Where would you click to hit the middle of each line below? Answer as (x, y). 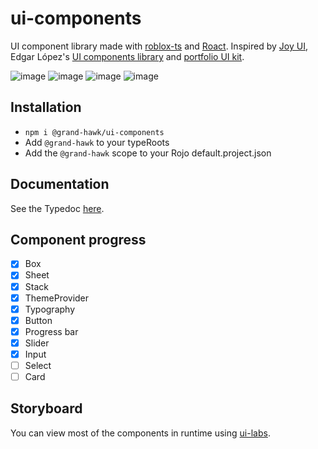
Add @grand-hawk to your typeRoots (97, 142)
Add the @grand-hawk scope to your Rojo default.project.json (148, 153)
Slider (37, 343)
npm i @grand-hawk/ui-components (94, 132)
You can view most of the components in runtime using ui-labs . (140, 433)
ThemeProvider (57, 298)
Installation (46, 107)
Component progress (78, 239)
